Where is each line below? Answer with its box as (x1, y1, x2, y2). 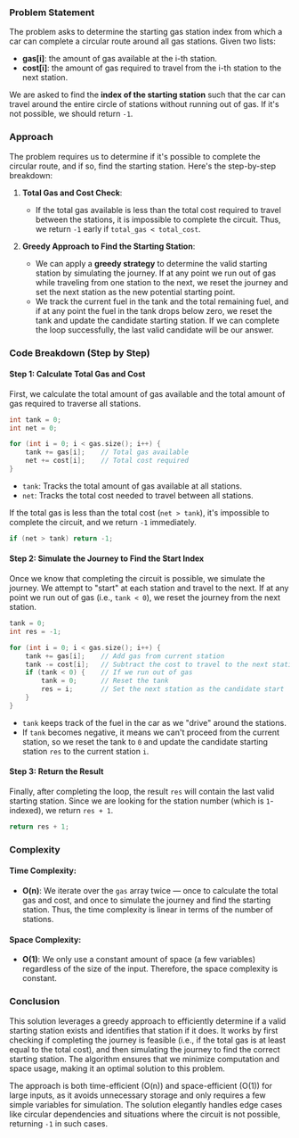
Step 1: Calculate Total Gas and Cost (9, 368, 146, 380)
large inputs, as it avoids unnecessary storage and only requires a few (9, 1090, 266, 1101)
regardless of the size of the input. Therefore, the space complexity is (21, 963, 279, 974)
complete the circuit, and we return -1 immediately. (9, 516, 198, 527)
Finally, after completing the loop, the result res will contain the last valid (9, 787, 275, 796)
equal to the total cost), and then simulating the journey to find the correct (9, 1043, 280, 1054)
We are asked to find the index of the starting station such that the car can (9, 89, 287, 100)
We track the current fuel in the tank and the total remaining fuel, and (35, 296, 289, 307)
